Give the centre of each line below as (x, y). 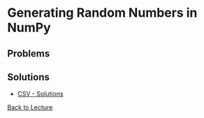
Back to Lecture (30, 108)
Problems (29, 53)
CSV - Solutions (41, 94)
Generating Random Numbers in (102, 13)
